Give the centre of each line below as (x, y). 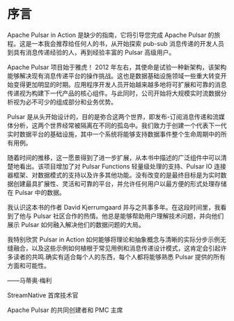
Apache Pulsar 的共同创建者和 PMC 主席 (65, 310)
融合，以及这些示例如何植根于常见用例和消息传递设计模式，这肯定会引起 (117, 248)
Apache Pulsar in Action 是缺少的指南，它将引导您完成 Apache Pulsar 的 (111, 35)
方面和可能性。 (29, 265)
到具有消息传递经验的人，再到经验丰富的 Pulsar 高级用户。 (91, 52)
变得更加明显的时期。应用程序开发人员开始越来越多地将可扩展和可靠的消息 (120, 84)
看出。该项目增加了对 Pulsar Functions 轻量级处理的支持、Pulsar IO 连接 (123, 166)
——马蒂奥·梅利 (30, 280)
